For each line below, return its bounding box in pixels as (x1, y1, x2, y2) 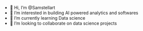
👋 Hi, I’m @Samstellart (9, 5, 55, 10)
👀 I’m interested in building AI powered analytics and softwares (9, 10, 139, 16)
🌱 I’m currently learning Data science (9, 15, 86, 21)
